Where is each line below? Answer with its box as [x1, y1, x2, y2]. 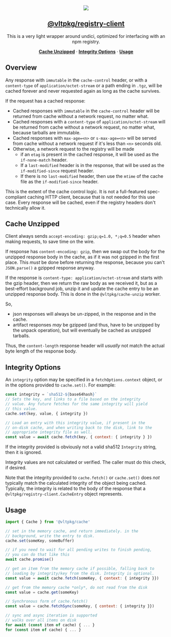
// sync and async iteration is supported [5, 613, 97, 618]
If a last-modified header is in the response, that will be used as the [20, 162, 165, 168]
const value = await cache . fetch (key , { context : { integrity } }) [5, 435, 153, 440]
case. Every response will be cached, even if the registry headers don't [5, 199, 156, 206]
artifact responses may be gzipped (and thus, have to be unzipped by [12, 322, 160, 328]
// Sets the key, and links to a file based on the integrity [5, 397, 141, 402]
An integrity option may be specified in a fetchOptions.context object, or [5, 377, 163, 383]
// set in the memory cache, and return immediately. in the [5, 528, 139, 533]
